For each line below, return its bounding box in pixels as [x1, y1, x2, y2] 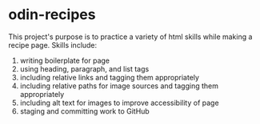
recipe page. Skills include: [8, 40, 98, 49]
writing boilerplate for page [19, 56, 110, 65]
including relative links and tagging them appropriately [19, 72, 200, 82]
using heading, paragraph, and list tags [19, 64, 150, 73]
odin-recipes [8, 6, 96, 24]
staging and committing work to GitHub [19, 106, 150, 116]
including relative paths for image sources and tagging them [19, 81, 218, 91]
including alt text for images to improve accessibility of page [19, 98, 219, 107]
